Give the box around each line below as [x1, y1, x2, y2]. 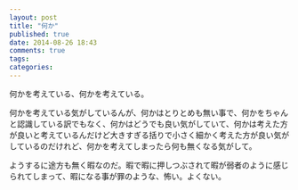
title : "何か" [9, 21, 60, 30]
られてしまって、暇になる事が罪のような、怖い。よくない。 [9, 170, 227, 181]
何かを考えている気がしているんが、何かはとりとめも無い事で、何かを [9, 107, 265, 118]
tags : [9, 54, 29, 63]
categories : [9, 63, 53, 72]
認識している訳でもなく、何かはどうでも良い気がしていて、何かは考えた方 [16, 118, 288, 129]
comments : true [9, 46, 66, 55]
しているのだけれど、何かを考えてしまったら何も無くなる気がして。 [9, 140, 257, 152]
